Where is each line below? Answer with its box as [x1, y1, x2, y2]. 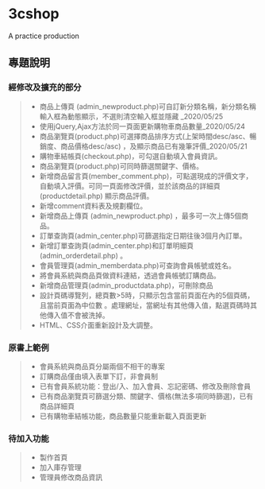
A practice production [8, 31, 79, 41]
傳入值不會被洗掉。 [46, 310, 109, 320]
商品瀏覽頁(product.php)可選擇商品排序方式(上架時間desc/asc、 [39, 131, 250, 141]
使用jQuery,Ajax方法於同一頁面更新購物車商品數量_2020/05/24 [39, 121, 246, 131]
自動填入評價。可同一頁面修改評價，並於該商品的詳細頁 [39, 180, 221, 191]
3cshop [8, 5, 60, 23]
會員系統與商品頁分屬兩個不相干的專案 [39, 361, 165, 371]
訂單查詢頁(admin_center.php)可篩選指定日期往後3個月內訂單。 [39, 231, 248, 240]
